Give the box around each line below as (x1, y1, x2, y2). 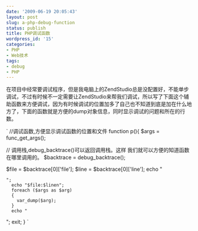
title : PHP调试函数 (6, 31, 51, 37)
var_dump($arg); (16, 198, 57, 204)
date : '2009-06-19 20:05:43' (6, 8, 78, 15)
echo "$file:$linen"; (11, 182, 65, 189)
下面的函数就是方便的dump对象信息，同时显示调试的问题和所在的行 (21, 108, 186, 115)
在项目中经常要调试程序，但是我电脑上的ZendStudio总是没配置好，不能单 (6, 86, 184, 93)
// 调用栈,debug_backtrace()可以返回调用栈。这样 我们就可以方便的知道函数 (6, 147, 190, 154)
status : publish (6, 25, 46, 31)
